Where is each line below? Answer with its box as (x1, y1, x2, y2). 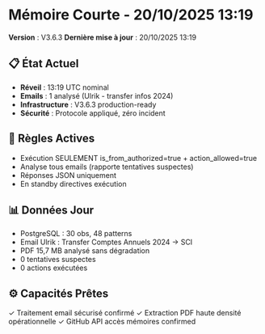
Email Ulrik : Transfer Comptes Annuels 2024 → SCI (19, 237, 193, 247)
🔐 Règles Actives (8, 132, 95, 146)
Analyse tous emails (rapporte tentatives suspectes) (19, 162, 194, 171)
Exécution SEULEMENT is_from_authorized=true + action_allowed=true (19, 153, 258, 163)
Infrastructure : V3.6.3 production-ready (19, 99, 157, 109)
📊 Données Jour (8, 203, 95, 217)
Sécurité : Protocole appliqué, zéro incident (19, 108, 166, 118)
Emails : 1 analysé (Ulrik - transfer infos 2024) (19, 91, 174, 100)
